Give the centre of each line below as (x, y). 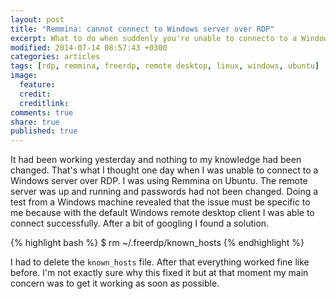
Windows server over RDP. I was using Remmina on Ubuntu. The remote (159, 181)
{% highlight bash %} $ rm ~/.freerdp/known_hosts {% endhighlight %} (157, 243)
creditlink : (44, 103)
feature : (37, 85)
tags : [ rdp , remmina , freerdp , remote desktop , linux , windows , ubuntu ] (165, 66)
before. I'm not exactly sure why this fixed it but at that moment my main (159, 273)
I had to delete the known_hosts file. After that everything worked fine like (160, 262)
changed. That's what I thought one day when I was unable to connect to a (164, 170)
